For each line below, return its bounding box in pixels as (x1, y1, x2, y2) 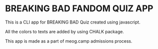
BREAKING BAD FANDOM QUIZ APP (5, 3, 154, 14)
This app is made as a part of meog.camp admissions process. (5, 38, 133, 44)
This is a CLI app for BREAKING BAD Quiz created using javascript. (5, 19, 141, 25)
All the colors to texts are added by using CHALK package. (5, 28, 124, 34)
